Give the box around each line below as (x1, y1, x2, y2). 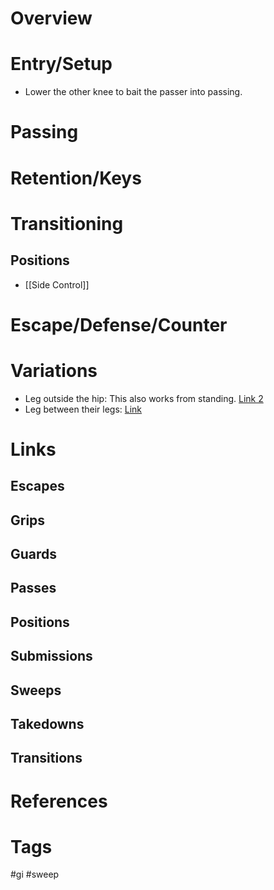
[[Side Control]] (24, 278, 90, 291)
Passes (10, 580, 57, 597)
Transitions (10, 750, 83, 767)
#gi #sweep (10, 868, 60, 881)
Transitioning (10, 212, 124, 235)
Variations (10, 359, 98, 382)
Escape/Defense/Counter (10, 313, 228, 336)
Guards (10, 545, 58, 562)
